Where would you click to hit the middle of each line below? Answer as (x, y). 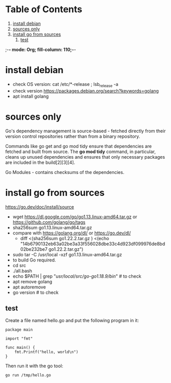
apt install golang (31, 96)
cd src (19, 265)
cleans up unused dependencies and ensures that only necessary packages (85, 157)
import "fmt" (19, 339)
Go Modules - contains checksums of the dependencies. (65, 172)
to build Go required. (34, 260)
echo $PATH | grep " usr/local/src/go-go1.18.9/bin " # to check (77, 276)
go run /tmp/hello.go (28, 375)
